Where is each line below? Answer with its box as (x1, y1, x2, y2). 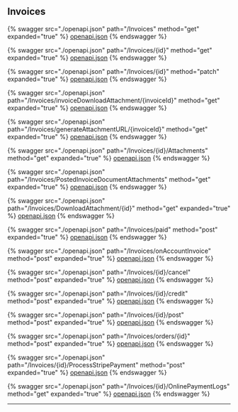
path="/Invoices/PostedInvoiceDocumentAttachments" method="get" (7, 175, 211, 183)
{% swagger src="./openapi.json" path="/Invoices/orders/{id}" (7, 332, 191, 340)
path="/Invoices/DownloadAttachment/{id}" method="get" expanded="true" (7, 204, 231, 212)
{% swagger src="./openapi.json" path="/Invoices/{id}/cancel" (7, 268, 191, 276)
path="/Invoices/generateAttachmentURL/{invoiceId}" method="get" (7, 124, 208, 134)
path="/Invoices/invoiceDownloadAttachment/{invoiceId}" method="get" (7, 96, 220, 104)
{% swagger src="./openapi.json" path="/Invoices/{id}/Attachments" (7, 146, 208, 155)
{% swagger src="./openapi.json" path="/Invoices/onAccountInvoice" (7, 246, 211, 255)
